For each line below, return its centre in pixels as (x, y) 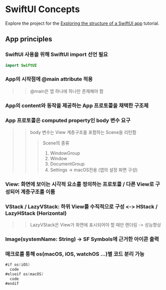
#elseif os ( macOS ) (24, 274)
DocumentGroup (67, 164)
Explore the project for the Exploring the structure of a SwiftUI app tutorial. (82, 23)
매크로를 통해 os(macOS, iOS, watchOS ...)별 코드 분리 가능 (75, 254)
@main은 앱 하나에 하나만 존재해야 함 (67, 91)
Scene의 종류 (56, 143)
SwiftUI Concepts (43, 9)
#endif (12, 283)
